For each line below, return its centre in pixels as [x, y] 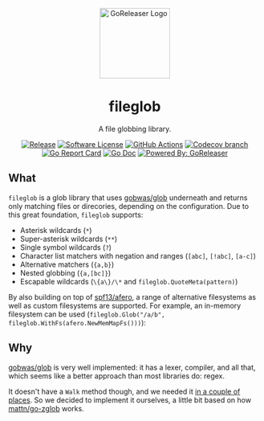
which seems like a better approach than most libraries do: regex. [116, 376]
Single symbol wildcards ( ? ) [66, 247]
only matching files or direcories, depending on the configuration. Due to [129, 206]
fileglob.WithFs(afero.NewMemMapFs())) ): [77, 322]
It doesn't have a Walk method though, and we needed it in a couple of [124, 391]
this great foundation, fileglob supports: [76, 215]
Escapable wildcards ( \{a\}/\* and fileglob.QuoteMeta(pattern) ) [129, 281]
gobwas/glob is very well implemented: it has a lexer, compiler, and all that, [132, 367]
